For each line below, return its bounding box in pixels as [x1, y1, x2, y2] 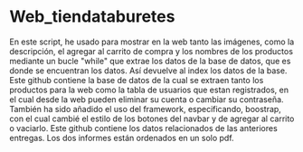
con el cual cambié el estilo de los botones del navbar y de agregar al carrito [9, 113, 295, 124]
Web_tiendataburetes [9, 6, 175, 27]
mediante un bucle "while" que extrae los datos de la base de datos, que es [9, 55, 291, 66]
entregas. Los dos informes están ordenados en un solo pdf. [9, 132, 234, 143]
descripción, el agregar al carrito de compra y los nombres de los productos [9, 45, 294, 56]
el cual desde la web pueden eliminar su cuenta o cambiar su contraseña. [9, 93, 284, 105]
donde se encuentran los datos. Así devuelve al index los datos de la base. [9, 65, 288, 76]
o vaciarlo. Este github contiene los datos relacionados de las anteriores [9, 122, 278, 133]
